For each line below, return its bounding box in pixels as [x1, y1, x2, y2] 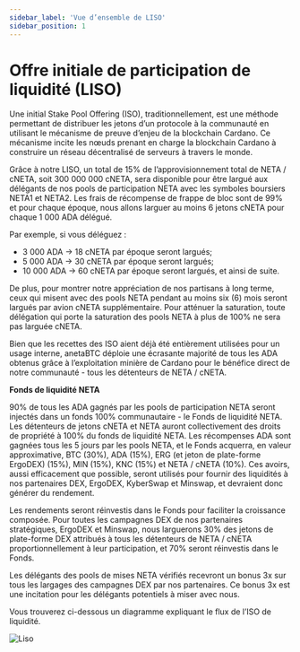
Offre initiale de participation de [9, 60, 251, 81]
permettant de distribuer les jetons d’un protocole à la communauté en [9, 118, 270, 129]
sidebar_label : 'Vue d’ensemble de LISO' [9, 13, 167, 22]
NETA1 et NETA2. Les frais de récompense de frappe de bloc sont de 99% [9, 193, 284, 204]
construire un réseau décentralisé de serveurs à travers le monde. [9, 147, 253, 158]
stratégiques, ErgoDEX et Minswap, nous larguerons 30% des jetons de [9, 524, 274, 535]
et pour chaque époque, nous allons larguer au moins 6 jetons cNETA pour [9, 203, 285, 213]
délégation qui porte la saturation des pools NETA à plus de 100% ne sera [9, 311, 281, 323]
